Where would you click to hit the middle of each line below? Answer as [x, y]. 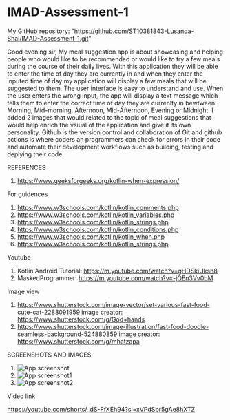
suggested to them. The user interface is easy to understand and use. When [115, 88]
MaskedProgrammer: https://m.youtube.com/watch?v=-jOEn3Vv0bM [115, 278]
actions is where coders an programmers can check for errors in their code [114, 139]
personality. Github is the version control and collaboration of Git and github [115, 132]
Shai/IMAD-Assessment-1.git [48, 38]
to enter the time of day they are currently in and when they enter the [105, 74]
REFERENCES [27, 167]
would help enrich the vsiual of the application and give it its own [99, 125]
